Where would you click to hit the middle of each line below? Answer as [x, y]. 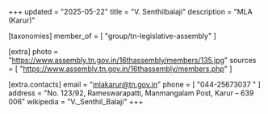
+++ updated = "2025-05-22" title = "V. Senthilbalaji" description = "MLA [130, 12]
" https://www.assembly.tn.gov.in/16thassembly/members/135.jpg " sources [132, 60]
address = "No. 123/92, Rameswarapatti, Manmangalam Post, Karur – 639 [131, 93]
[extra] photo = [33, 51]
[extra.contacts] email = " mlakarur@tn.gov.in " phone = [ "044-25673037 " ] [134, 84]
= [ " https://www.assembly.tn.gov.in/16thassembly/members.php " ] [120, 69]
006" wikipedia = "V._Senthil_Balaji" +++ [76, 101]
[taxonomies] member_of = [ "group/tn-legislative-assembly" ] [112, 36]
